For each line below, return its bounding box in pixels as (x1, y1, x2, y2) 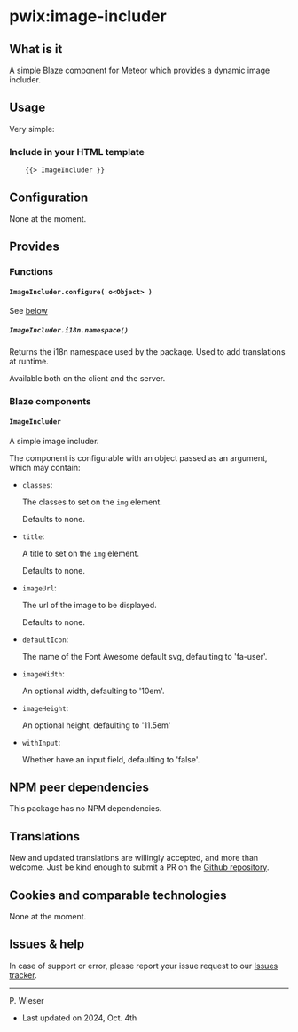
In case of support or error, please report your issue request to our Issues (9, 960, 278, 971)
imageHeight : (21, 702, 69, 713)
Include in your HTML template (9, 145, 145, 158)
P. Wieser (9, 995, 44, 1005)
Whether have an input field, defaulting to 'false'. (21, 754, 200, 764)
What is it (9, 42, 63, 57)
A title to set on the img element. (21, 548, 140, 559)
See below (9, 306, 48, 317)
